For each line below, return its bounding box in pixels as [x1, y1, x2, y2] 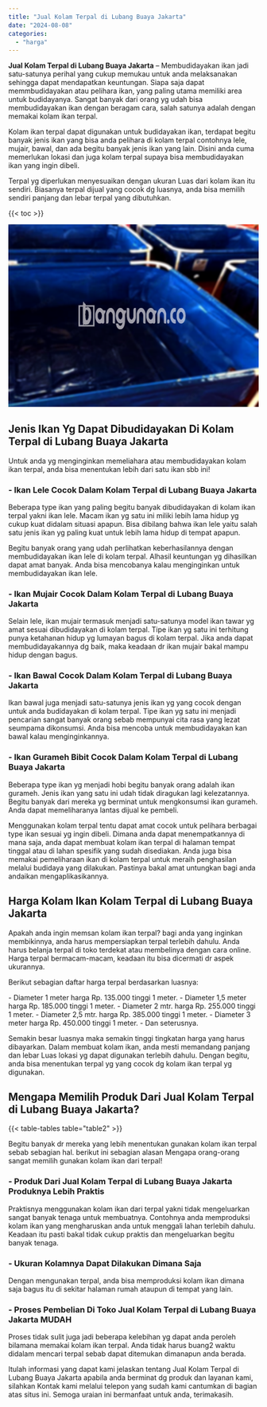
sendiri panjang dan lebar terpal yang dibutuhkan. [8, 193, 172, 203]
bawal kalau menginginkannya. [8, 732, 110, 742]
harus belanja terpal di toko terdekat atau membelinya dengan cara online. [8, 945, 252, 954]
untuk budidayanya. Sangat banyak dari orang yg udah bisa [8, 95, 203, 104]
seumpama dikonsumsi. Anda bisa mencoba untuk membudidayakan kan [8, 723, 248, 733]
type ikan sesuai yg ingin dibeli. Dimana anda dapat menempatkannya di [8, 828, 245, 839]
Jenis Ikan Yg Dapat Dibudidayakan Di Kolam [8, 423, 234, 436]
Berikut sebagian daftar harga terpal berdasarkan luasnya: [8, 977, 199, 987]
